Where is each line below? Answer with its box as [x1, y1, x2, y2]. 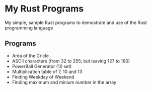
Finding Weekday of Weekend [12, 73, 74, 80]
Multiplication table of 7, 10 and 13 [12, 68, 83, 74]
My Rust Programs [5, 3, 84, 14]
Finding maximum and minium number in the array [12, 79, 117, 85]
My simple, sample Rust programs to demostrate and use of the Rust [5, 19, 147, 25]
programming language [5, 24, 53, 30]
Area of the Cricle [12, 52, 49, 58]
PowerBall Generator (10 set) [12, 63, 72, 69]
